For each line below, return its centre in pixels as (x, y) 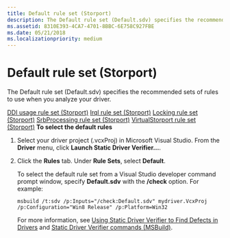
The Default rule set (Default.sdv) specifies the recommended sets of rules (113, 92)
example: (30, 189)
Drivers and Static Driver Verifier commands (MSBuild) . (95, 228)
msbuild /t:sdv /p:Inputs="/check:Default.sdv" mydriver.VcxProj (112, 202)
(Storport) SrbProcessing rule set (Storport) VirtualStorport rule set (102, 120)
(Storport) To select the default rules (60, 127)
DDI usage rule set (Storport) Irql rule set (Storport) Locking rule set (103, 112)
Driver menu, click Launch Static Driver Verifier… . (89, 147)
